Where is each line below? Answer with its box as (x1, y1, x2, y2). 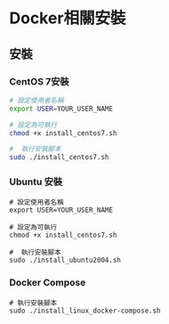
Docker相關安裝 (9, 8, 126, 28)
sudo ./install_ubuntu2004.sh (9, 255, 122, 265)
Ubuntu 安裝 (9, 175, 63, 188)
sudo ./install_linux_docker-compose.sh (9, 306, 162, 315)
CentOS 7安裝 (9, 75, 69, 87)
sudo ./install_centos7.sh (9, 153, 109, 162)
